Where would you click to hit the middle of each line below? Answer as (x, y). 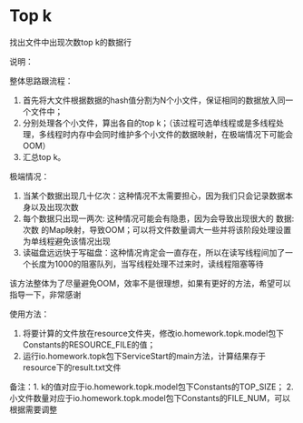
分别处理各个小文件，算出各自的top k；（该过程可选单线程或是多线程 (149, 123)
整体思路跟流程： (41, 81)
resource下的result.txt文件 (72, 367)
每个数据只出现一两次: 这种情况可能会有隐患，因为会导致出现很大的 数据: (158, 218)
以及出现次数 (54, 206)
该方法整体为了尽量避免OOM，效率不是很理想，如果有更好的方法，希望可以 (151, 283)
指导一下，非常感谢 (45, 294)
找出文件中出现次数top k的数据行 (71, 42)
